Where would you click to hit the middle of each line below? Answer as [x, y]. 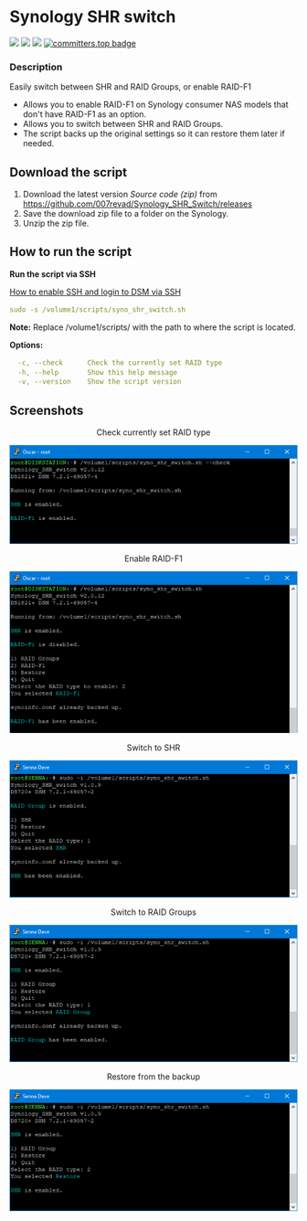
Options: [26, 345]
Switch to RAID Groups [153, 912]
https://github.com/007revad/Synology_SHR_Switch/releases [138, 204]
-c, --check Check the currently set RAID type [120, 363]
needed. [38, 143]
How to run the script [71, 252]
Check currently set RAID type [153, 432]
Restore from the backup [153, 1077]
